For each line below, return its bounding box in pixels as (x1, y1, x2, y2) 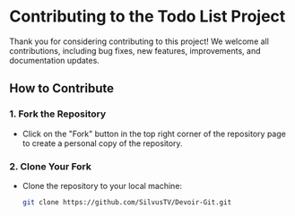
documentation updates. (9, 55, 100, 65)
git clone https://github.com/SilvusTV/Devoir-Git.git (22, 197, 232, 207)
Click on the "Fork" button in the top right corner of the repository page (22, 128, 287, 139)
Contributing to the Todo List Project (9, 6, 286, 27)
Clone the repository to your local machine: (22, 180, 182, 191)
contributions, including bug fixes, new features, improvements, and (9, 45, 262, 56)
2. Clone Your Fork (9, 160, 92, 172)
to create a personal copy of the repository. (22, 137, 183, 149)
